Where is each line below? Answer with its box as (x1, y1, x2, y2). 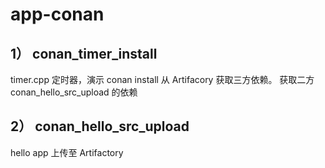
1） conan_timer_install (10, 45, 158, 62)
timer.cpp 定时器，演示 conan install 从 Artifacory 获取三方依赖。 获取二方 (10, 74, 315, 85)
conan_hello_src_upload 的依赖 (10, 86, 138, 98)
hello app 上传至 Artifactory (10, 146, 124, 158)
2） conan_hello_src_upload (10, 118, 190, 135)
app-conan (10, 3, 105, 26)
